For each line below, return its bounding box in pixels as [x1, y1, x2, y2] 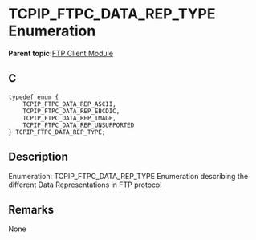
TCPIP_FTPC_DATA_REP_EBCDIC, [22, 107, 120, 115]
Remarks [8, 202, 55, 217]
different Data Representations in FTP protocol [8, 180, 162, 189]
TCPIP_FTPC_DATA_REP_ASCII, [22, 100, 116, 108]
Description [8, 150, 68, 164]
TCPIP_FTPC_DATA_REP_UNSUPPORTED [22, 121, 135, 129]
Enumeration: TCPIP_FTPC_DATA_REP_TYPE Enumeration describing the [8, 171, 249, 181]
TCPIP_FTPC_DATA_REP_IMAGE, [22, 114, 116, 122]
